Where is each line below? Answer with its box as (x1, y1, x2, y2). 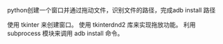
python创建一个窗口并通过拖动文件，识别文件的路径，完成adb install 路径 (7, 6, 216, 14)
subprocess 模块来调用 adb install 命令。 (7, 30, 124, 37)
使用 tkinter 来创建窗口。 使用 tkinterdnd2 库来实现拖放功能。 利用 (7, 21, 196, 29)
